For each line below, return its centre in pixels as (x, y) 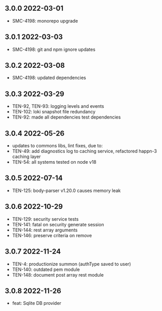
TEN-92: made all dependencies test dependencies (66, 117)
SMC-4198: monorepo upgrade (45, 21)
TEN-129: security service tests (45, 219)
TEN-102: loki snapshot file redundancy (54, 112)
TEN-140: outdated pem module (46, 269)
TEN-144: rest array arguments (45, 230)
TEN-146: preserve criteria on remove (52, 235)
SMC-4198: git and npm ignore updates (54, 49)
